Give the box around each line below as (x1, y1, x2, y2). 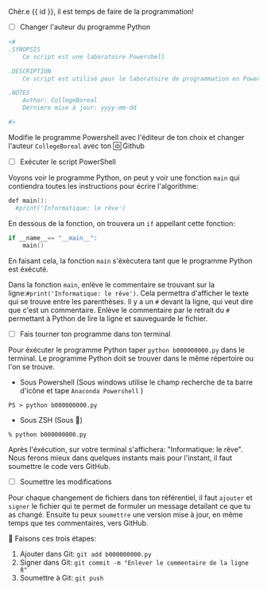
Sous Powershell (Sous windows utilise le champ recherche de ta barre (19, 377, 253, 387)
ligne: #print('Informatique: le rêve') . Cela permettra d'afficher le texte (8, 288, 249, 298)
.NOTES (8, 89, 30, 97)
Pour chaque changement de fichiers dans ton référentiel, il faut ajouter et (8, 493, 253, 502)
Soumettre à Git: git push (19, 572, 104, 582)
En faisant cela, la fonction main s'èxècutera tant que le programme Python (8, 256, 253, 265)
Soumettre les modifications (19, 477, 113, 486)
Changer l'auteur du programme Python (19, 22, 151, 31)
